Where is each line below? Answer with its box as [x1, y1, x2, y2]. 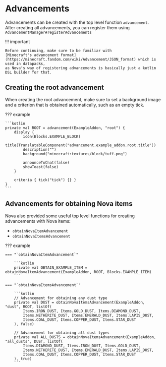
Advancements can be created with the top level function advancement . [5, 19, 149, 25]
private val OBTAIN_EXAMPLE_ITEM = [14, 265, 88, 270]
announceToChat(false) [23, 160, 70, 165]
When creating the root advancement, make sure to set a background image [5, 96, 161, 102]
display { [14, 129, 35, 134]
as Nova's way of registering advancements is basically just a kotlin [5, 65, 156, 70]
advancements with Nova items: [5, 218, 71, 224]
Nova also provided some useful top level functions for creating [5, 213, 135, 219]
